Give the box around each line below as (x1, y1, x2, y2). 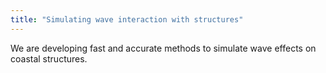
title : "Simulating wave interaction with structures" (10, 14, 244, 25)
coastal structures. (10, 52, 88, 65)
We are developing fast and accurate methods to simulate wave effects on (10, 42, 317, 54)
